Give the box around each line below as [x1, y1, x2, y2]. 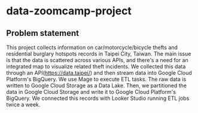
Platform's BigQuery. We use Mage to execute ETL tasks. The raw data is [6, 76, 187, 83]
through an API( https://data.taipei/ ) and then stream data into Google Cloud [6, 69, 193, 76]
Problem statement [6, 28, 80, 38]
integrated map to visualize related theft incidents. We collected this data [6, 63, 186, 70]
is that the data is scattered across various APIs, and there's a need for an [6, 57, 188, 63]
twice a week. [6, 101, 41, 108]
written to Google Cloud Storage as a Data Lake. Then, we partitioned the [6, 82, 187, 89]
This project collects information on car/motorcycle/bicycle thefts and [6, 44, 178, 51]
